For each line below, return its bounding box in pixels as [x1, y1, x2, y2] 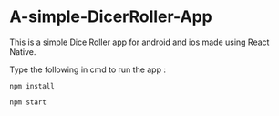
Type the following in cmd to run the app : [9, 64, 167, 75]
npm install [9, 81, 55, 90]
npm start [9, 98, 47, 107]
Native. [9, 46, 36, 57]
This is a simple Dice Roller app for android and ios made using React [9, 37, 270, 47]
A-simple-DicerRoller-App [9, 6, 212, 27]
